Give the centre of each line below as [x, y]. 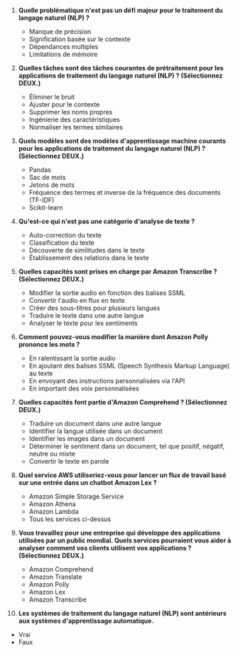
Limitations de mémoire [63, 54]
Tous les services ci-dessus [70, 519]
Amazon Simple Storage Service [76, 496]
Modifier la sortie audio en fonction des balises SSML [107, 293]
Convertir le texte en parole [69, 461]
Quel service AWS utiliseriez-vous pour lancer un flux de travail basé [122, 475]
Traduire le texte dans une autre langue [86, 315]
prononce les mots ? [49, 344]
